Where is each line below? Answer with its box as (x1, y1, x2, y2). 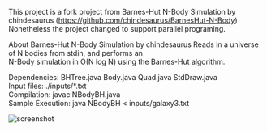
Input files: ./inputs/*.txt (8, 81, 87, 91)
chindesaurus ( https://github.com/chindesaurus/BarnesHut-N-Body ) (8, 15, 238, 25)
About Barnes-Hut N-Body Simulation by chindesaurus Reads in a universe (8, 40, 260, 49)
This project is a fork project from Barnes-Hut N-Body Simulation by (8, 7, 236, 16)
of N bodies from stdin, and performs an (8, 49, 144, 57)
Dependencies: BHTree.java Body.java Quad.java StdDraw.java (8, 73, 217, 82)
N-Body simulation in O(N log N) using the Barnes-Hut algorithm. (8, 57, 226, 66)
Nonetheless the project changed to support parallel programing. (8, 24, 226, 33)
